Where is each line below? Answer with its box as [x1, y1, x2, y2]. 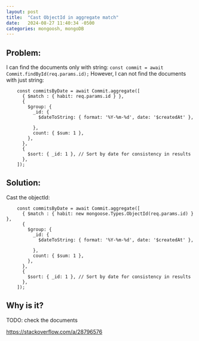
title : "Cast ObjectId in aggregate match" [6, 14, 119, 20]
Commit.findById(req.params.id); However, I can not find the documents [6, 70, 186, 77]
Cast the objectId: [6, 193, 50, 201]
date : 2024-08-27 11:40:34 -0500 [6, 20, 95, 26]
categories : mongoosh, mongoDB [6, 25, 84, 32]
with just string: [6, 76, 44, 84]
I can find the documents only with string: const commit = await [6, 64, 164, 71]
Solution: [6, 178, 41, 188]
